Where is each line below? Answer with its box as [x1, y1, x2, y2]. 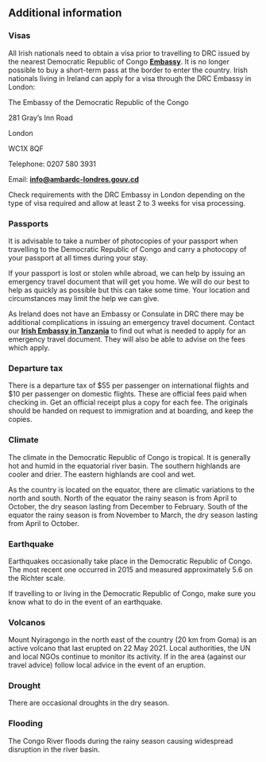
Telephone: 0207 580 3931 [8, 159, 97, 168]
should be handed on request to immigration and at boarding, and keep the [8, 406, 254, 416]
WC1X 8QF [8, 143, 44, 153]
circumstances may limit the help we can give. [8, 293, 160, 303]
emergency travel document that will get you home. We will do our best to [8, 277, 250, 286]
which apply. [8, 342, 50, 352]
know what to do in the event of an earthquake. [8, 597, 163, 606]
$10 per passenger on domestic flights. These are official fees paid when [8, 389, 248, 399]
